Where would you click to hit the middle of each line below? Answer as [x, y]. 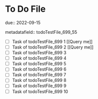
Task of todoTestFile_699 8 [39, 80]
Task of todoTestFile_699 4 [39, 58]
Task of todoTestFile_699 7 [39, 75]
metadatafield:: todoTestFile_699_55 [41, 32]
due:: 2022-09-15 [23, 23]
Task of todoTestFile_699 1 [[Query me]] [52, 41]
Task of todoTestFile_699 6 [39, 69]
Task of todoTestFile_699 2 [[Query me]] [53, 47]
